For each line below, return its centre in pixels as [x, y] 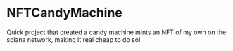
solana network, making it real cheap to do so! [74, 39]
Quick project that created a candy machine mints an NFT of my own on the [116, 32]
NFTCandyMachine [64, 13]
